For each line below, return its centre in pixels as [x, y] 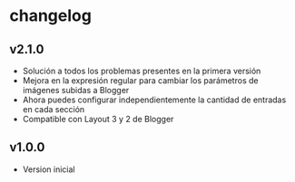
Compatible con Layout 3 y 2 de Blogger [98, 119]
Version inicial [49, 169]
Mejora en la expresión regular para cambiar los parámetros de [140, 81]
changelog [51, 16]
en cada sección [54, 109]
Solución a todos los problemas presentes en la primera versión [142, 71]
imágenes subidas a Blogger [76, 90]
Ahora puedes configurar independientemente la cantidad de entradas [154, 100]
